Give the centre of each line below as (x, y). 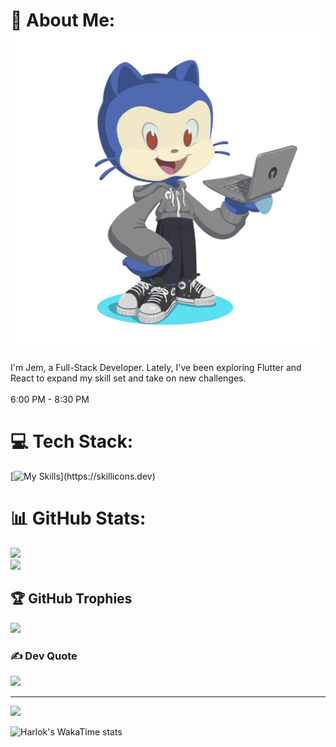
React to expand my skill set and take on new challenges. (128, 378)
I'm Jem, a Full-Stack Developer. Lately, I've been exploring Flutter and (156, 367)
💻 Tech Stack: (72, 441)
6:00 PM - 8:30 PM (50, 399)
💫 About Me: (63, 20)
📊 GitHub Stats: (78, 518)
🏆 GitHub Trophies (71, 599)
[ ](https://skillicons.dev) (83, 476)
